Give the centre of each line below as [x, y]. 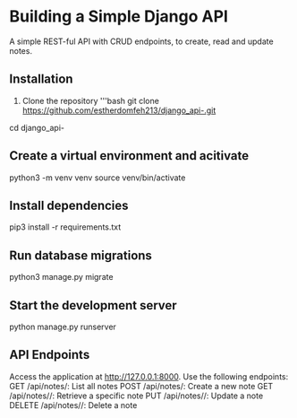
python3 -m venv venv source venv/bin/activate [98, 178]
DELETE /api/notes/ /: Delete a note [73, 405]
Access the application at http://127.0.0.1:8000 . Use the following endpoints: [149, 376]
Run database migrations [81, 255]
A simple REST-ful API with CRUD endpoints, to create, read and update [142, 41]
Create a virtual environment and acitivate [129, 156]
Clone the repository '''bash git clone [90, 100]
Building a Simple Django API [119, 17]
